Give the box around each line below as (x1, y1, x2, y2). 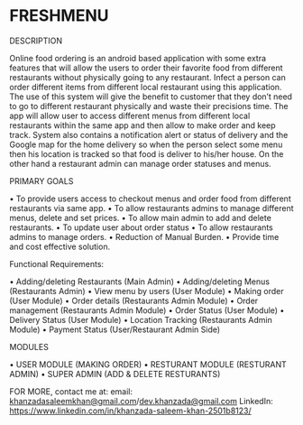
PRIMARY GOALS (9, 175, 74, 186)
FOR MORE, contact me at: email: (9, 385, 133, 397)
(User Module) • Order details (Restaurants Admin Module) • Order (9, 295, 259, 306)
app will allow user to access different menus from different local (9, 110, 251, 121)
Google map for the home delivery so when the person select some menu (9, 139, 283, 150)
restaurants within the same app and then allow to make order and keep (9, 119, 277, 131)
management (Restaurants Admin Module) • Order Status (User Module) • (9, 304, 285, 316)
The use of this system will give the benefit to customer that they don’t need (9, 91, 293, 102)
